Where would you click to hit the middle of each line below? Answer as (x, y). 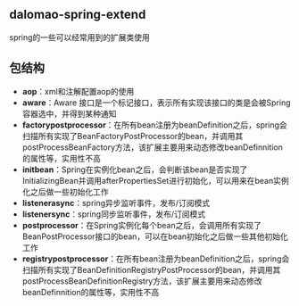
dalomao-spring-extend (78, 15)
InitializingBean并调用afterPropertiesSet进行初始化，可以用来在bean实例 (155, 180)
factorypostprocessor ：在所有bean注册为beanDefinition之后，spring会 (154, 125)
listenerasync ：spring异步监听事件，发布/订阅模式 (116, 203)
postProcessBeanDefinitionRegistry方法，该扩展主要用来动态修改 (142, 281)
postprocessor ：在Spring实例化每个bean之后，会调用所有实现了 (141, 225)
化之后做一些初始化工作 (65, 192)
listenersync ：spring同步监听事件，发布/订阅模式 (114, 214)
